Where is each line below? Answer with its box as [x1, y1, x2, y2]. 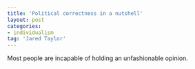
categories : [7, 23, 41, 29]
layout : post [7, 16, 45, 23]
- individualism [7, 29, 54, 36]
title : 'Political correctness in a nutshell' [7, 10, 143, 17]
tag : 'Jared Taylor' [7, 36, 67, 42]
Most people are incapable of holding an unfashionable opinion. [7, 54, 188, 62]
